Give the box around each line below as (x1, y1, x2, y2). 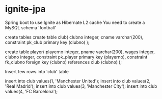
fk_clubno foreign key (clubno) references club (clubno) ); (5, 59, 122, 65)
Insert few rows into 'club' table (5, 68, 69, 74)
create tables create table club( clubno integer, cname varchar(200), (5, 34, 144, 40)
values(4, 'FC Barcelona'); (5, 88, 58, 94)
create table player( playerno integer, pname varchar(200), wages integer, (5, 49, 155, 55)
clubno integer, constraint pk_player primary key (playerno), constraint (5, 54, 148, 59)
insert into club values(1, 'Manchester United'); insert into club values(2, (5, 78, 151, 84)
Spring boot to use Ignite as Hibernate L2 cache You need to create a (5, 20, 145, 25)
